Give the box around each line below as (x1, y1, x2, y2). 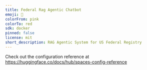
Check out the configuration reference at (5, 53, 89, 59)
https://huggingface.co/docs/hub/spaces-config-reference (5, 58, 127, 65)
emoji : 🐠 (5, 12, 23, 17)
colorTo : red (5, 21, 32, 26)
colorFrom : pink (5, 16, 39, 21)
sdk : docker (5, 26, 30, 31)
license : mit (5, 35, 32, 40)
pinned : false (5, 30, 35, 35)
